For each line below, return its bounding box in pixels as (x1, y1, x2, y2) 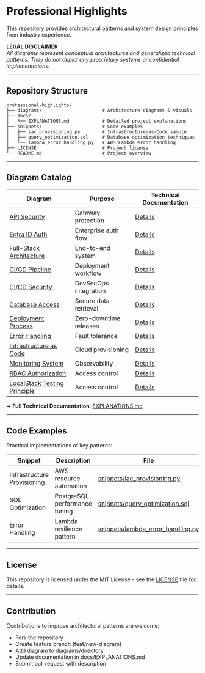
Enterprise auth (74, 226, 119, 235)
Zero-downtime (74, 314, 121, 322)
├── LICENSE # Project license (6, 145, 149, 151)
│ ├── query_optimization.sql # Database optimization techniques (6, 134, 195, 140)
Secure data (74, 296, 110, 305)
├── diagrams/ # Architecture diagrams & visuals (6, 107, 192, 114)
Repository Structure (6, 86, 88, 96)
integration (74, 286, 106, 295)
